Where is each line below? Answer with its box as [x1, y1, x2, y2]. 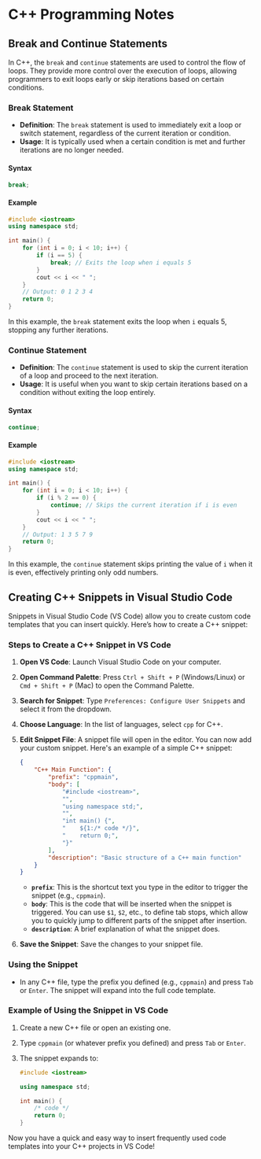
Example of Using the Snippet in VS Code [8, 1005, 169, 1016]
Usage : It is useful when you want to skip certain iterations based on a [19, 379, 248, 389]
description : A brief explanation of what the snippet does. [31, 925, 220, 934]
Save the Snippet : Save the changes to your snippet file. [19, 939, 204, 949]
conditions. [8, 83, 45, 92]
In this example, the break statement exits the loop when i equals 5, [8, 317, 227, 327]
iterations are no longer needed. [19, 146, 124, 155]
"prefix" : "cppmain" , [48, 773, 119, 781]
